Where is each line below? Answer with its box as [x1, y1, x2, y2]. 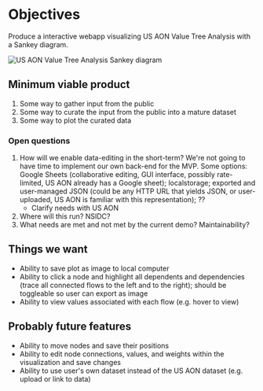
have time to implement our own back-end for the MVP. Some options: [19, 161, 248, 171]
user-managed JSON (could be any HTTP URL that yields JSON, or [19, 186, 237, 196]
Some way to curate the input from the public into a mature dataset [19, 107, 237, 116]
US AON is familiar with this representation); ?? [53, 195, 206, 205]
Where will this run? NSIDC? [19, 212, 111, 221]
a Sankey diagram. [8, 39, 68, 49]
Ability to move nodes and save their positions [19, 341, 170, 350]
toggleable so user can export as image [19, 289, 148, 298]
